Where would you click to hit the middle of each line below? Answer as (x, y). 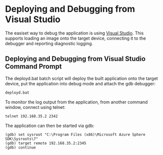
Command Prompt (34, 66)
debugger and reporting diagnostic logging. (49, 43)
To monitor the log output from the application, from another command (76, 102)
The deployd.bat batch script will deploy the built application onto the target (81, 78)
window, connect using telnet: (35, 107)
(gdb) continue (21, 147)
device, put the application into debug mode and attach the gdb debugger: (80, 83)
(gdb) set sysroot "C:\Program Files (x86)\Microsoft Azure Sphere (75, 134)
